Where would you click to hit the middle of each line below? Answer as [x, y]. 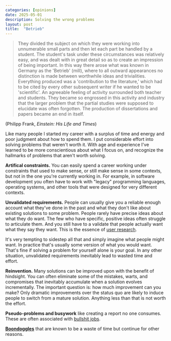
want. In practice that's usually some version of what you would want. [79, 245]
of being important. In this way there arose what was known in [83, 65]
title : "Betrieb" [25, 29]
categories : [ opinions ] [31, 10]
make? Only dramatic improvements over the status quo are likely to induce [84, 293]
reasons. [15, 334]
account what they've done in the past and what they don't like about [78, 208]
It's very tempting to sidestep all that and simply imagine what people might [85, 239]
